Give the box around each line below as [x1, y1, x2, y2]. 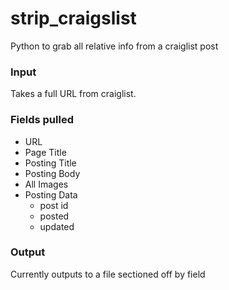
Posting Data [24, 188, 78, 201]
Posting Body [24, 167, 81, 179]
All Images [24, 178, 69, 190]
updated [39, 220, 75, 232]
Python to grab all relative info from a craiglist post [10, 40, 219, 52]
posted [39, 210, 70, 222]
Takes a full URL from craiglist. [10, 88, 137, 100]
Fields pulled [10, 113, 74, 127]
